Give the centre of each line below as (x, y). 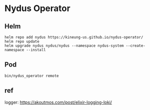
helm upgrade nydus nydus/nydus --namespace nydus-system (64, 46)
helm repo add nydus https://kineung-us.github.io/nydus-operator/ (74, 37)
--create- (135, 46)
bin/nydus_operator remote (32, 76)
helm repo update (22, 41)
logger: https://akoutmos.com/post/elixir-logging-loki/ (58, 102)
